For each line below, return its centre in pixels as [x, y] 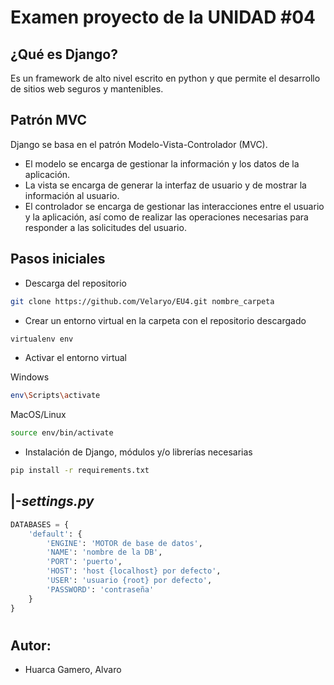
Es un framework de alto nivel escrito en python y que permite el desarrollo [165, 78]
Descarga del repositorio [75, 283]
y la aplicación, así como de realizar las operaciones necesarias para [166, 217]
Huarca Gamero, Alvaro [73, 670]
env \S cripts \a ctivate [55, 396]
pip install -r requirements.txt [80, 471]
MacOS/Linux [38, 415]
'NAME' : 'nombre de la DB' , [104, 552]
